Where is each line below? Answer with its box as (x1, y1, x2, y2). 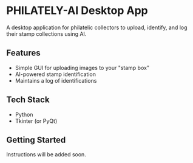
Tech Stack (6, 95, 50, 105)
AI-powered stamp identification (15, 71, 96, 78)
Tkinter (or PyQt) (15, 117, 58, 125)
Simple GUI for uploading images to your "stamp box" (15, 64, 150, 71)
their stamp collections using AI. (6, 30, 87, 37)
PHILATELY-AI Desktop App (6, 4, 148, 18)
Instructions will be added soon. (6, 151, 86, 158)
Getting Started (6, 134, 66, 145)
